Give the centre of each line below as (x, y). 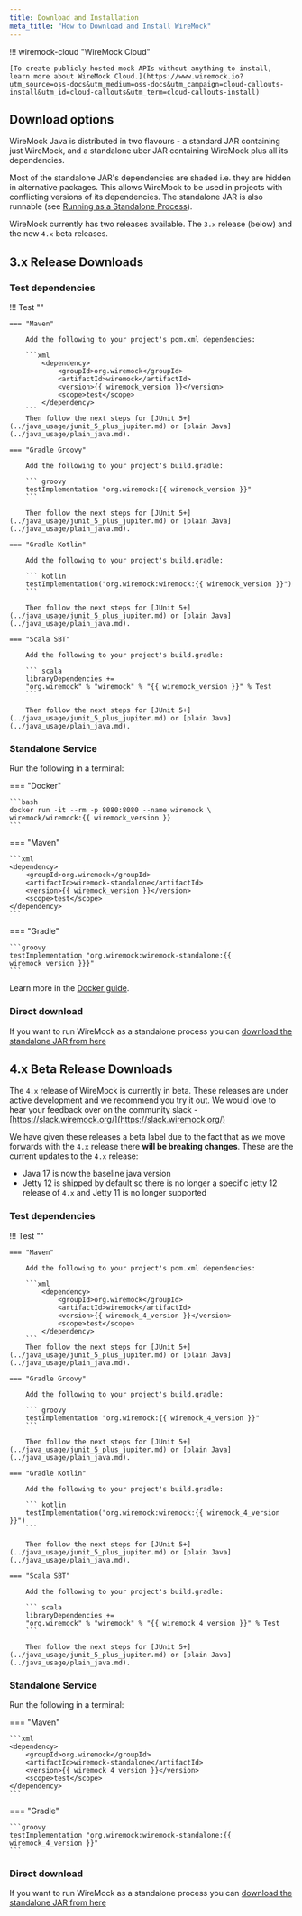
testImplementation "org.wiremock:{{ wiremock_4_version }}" (142, 1418)
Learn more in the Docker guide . (69, 988)
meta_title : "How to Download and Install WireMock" (110, 26)
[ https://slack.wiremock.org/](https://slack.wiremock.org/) (118, 1120)
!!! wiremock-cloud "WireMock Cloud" (80, 51)
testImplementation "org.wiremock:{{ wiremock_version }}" (139, 490)
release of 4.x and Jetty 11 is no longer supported (114, 1193)
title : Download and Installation (74, 18)
